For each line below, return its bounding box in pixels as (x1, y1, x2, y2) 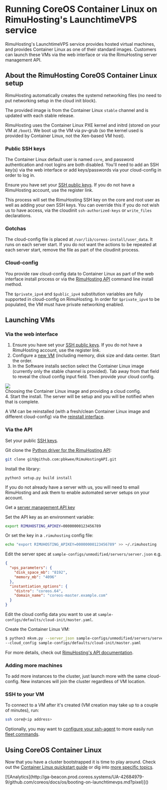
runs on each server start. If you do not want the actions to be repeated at (5, 242, 157, 248)
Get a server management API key (5, 504, 76, 510)
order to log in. (5, 173, 36, 178)
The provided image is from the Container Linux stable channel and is (5, 107, 149, 113)
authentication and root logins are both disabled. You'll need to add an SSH (5, 162, 159, 168)
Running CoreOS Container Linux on (5, 3, 158, 15)
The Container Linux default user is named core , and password (5, 157, 134, 163)
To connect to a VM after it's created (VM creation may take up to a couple (5, 702, 158, 708)
